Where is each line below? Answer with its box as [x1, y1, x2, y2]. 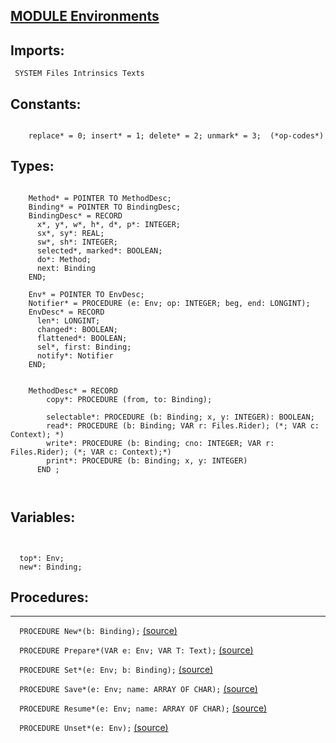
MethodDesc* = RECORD [28, 385, 118, 396]
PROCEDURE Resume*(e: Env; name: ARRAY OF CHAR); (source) [19, 702, 268, 714]
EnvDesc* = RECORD [28, 307, 105, 317]
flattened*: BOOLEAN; [36, 333, 128, 343]
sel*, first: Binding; [36, 342, 132, 352]
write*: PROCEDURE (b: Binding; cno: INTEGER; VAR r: [46, 438, 275, 448]
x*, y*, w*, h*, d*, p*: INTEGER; [36, 219, 182, 229]
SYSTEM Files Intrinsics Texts [14, 69, 145, 79]
